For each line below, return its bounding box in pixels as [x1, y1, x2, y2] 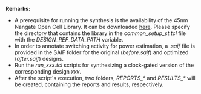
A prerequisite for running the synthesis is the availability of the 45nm [14, 17, 188, 23]
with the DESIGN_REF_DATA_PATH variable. [14, 36, 124, 43]
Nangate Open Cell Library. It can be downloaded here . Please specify [14, 23, 190, 30]
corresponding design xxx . [14, 68, 82, 75]
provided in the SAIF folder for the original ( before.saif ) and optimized [14, 49, 189, 56]
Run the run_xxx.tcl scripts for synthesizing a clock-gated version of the [14, 61, 194, 69]
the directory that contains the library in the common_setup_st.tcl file [14, 30, 186, 37]
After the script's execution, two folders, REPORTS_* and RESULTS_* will [14, 75, 196, 81]
